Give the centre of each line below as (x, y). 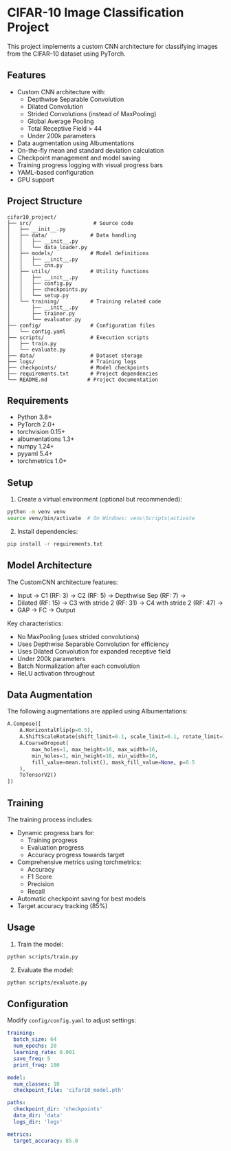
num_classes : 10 (36, 1084)
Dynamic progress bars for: (56, 833)
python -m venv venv (37, 512)
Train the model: (40, 944)
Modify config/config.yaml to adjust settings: (71, 1020)
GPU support (35, 180)
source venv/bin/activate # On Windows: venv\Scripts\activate (101, 518)
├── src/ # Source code (70, 223)
